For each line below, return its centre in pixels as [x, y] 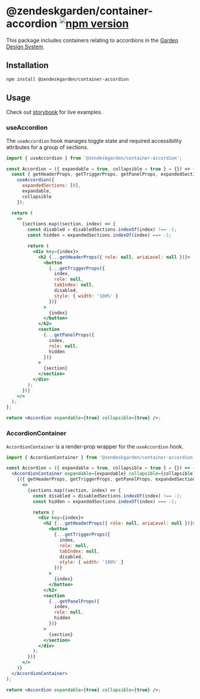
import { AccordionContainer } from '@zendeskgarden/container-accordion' [101, 457]
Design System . [25, 47]
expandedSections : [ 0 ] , [51, 186]
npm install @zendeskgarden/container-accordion [68, 79]
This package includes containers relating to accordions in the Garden [92, 40]
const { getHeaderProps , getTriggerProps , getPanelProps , [85, 175]
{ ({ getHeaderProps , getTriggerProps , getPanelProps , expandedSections [107, 480]
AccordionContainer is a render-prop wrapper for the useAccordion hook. [95, 446]
